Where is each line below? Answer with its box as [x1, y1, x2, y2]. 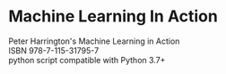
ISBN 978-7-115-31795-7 [8, 45, 100, 55]
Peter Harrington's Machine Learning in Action [8, 36, 180, 46]
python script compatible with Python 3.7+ [8, 54, 166, 65]
